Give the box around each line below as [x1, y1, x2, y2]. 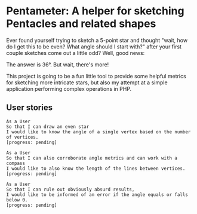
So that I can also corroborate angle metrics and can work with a [6, 155, 178, 161]
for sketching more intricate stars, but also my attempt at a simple [6, 79, 168, 86]
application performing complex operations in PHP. [6, 85, 132, 92]
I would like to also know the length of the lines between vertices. [6, 166, 186, 172]
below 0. [6, 197, 28, 203]
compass [6, 160, 26, 166]
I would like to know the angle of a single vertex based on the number [6, 129, 191, 135]
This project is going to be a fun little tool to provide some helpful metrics [6, 72, 186, 80]
